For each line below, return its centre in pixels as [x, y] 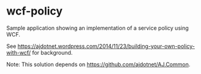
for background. [52, 52]
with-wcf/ [19, 52]
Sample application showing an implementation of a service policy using [97, 28]
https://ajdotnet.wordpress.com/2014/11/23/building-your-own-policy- [106, 46]
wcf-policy [35, 11]
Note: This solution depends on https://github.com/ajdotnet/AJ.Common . [98, 64]
